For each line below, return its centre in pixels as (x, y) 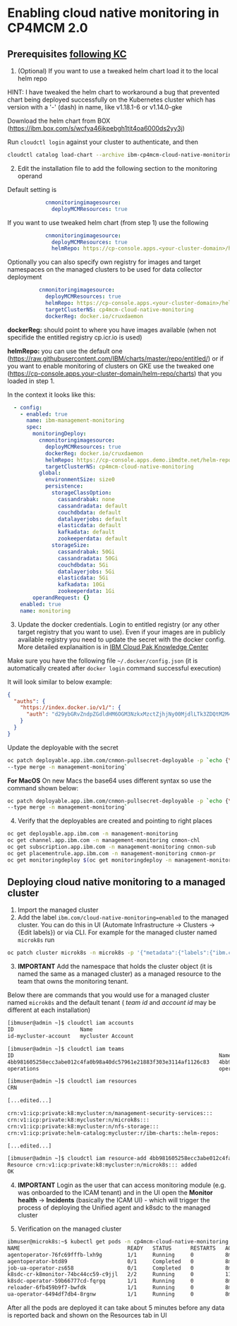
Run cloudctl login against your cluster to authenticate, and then (103, 142)
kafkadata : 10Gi (81, 585)
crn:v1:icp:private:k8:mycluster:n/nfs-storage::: (83, 1126)
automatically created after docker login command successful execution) (114, 668)
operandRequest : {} (61, 598)
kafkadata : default (86, 532)
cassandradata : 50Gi (88, 558)
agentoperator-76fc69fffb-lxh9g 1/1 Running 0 (101, 1255)
